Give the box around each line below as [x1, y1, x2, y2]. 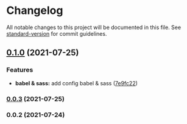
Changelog [6, 4, 63, 18]
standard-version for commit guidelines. [6, 30, 107, 37]
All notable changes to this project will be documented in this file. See [6, 24, 182, 31]
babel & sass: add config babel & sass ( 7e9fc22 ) [15, 79, 138, 86]
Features [6, 66, 34, 74]
